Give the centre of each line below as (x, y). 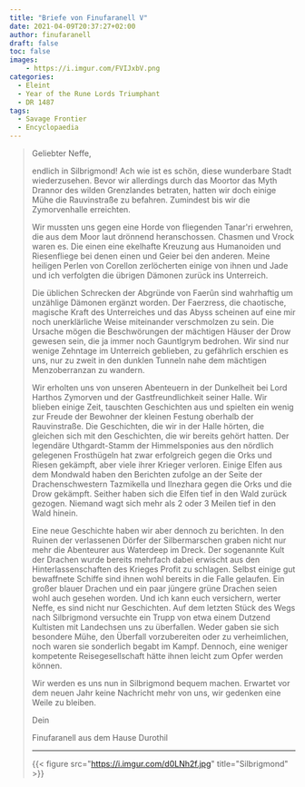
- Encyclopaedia (48, 128)
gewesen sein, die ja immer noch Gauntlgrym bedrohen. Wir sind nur (160, 341)
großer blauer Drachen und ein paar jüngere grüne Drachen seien (154, 588)
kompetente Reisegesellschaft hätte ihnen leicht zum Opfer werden (157, 656)
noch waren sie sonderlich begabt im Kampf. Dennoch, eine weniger (160, 646)
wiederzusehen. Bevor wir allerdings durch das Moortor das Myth (154, 181)
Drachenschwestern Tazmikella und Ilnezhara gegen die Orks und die (162, 484)
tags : (20, 111)
